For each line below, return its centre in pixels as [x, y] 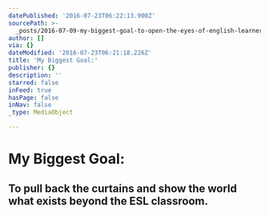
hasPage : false [34, 98]
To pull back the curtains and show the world [123, 188]
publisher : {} [32, 68]
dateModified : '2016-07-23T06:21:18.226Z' [80, 53]
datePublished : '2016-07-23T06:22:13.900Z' [82, 16]
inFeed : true [30, 90]
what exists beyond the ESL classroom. [108, 201]
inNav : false [30, 105]
